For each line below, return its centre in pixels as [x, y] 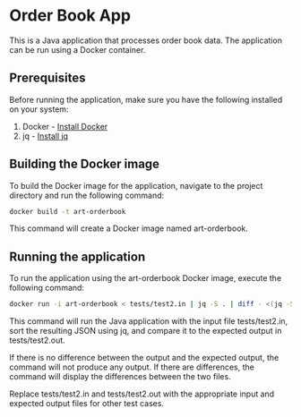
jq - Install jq [45, 136]
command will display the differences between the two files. [120, 377]
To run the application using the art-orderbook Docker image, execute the [146, 278]
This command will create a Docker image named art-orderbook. [129, 228]
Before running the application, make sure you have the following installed [146, 99]
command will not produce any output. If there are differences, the [132, 367]
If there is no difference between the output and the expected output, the [144, 358]
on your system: [39, 109]
